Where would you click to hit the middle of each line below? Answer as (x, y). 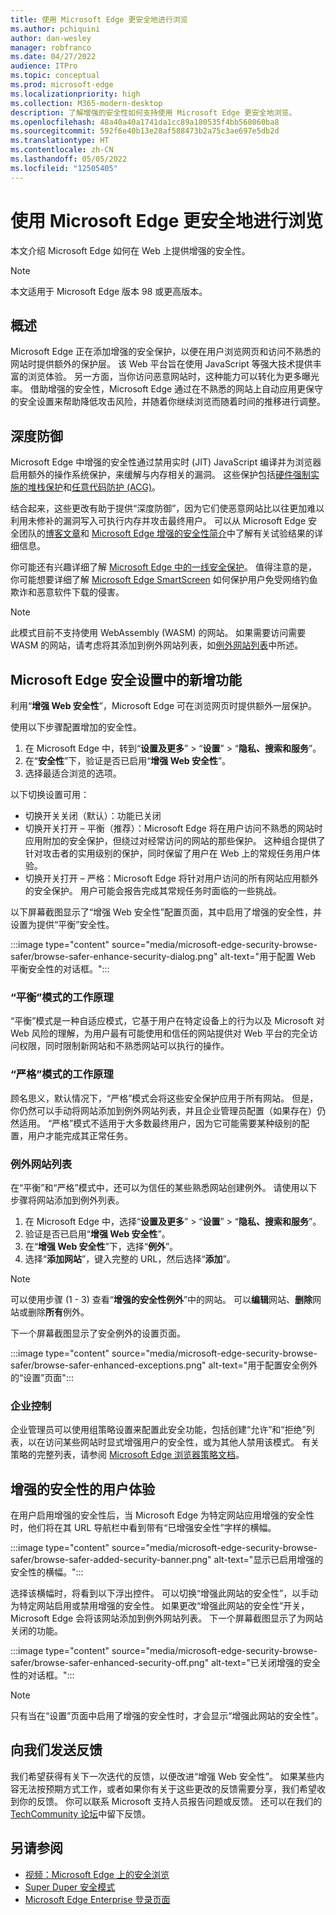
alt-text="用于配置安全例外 (263, 1365)
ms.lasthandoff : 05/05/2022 (69, 159)
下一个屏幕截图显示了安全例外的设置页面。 (98, 1333)
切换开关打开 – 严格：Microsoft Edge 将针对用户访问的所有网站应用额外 (171, 878)
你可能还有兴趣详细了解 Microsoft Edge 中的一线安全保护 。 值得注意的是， (164, 567)
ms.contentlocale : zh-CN (62, 150)
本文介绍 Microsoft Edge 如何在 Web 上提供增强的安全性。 (130, 250)
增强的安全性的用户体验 (82, 1489)
